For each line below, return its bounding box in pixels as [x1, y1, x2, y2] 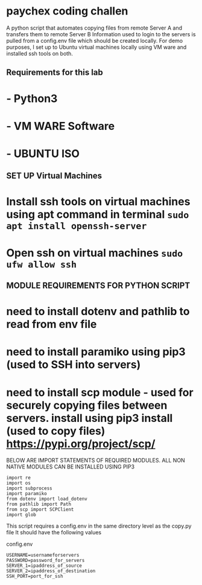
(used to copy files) [6, 424, 106, 438]
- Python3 [6, 92, 58, 105]
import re [6, 475, 31, 481]
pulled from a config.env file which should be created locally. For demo [6, 37, 183, 44]
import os [6, 480, 31, 487]
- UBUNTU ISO [6, 147, 80, 161]
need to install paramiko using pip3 [6, 345, 186, 359]
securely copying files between [6, 398, 168, 412]
